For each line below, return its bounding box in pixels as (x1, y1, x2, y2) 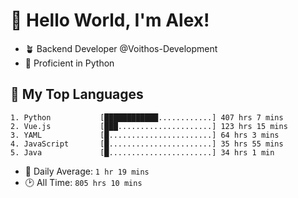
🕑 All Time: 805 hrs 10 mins (24, 176, 143, 188)
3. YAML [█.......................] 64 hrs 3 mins (10, 130, 280, 140)
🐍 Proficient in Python (24, 57, 115, 69)
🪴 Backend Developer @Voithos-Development (24, 42, 218, 54)
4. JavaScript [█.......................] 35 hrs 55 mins (10, 139, 284, 149)
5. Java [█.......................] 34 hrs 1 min (10, 147, 275, 158)
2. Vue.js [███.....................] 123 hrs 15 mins (10, 121, 288, 131)
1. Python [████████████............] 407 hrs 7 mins (10, 112, 284, 123)
